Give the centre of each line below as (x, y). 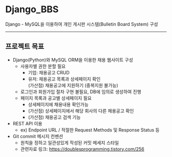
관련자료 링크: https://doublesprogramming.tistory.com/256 (82, 149)
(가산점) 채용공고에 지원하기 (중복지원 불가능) (73, 85)
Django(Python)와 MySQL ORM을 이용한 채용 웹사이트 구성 (73, 60)
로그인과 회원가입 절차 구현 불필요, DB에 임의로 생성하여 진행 (81, 91)
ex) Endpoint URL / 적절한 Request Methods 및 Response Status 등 (90, 130)
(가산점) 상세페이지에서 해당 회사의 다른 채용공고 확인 (81, 111)
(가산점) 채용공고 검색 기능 (54, 117)
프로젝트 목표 (25, 47)
